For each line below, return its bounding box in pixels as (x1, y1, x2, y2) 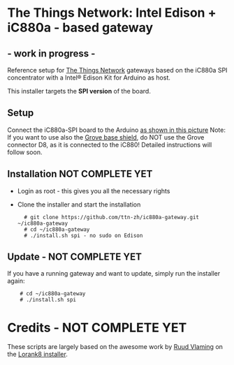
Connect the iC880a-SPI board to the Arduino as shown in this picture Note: (7, 126, 226, 134)
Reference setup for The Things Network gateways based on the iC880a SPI (7, 66, 228, 74)
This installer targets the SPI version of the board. (7, 87, 152, 95)
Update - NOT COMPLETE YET (7, 251, 142, 263)
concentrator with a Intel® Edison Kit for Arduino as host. (7, 73, 171, 82)
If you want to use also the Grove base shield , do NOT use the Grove (7, 133, 205, 141)
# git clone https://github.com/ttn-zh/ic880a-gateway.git (24, 214, 200, 221)
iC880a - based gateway (7, 20, 154, 36)
